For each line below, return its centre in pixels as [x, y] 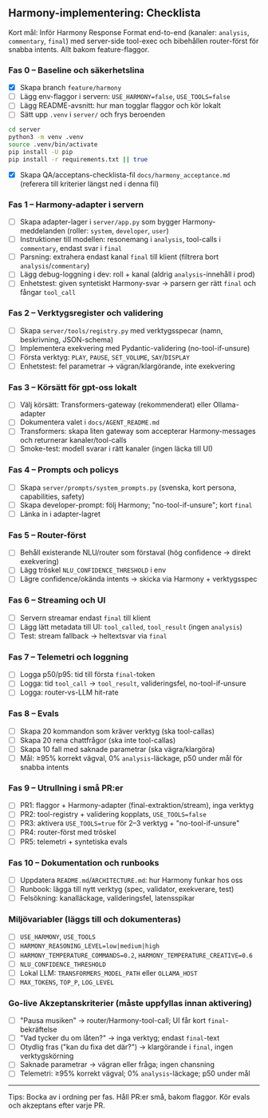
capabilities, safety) [52, 496]
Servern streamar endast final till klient [85, 618]
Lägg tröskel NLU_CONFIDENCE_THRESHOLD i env [93, 570]
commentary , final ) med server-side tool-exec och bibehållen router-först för [134, 41]
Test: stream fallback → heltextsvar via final [93, 635]
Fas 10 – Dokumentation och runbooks [84, 862]
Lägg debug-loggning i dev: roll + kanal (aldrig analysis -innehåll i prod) [137, 274]
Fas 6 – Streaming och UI [57, 600]
